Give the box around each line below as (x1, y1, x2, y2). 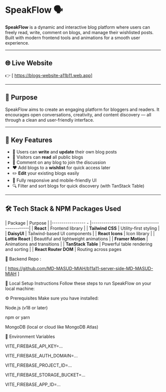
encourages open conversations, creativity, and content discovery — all (5, 111, 152, 117)
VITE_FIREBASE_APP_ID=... (5, 382, 61, 388)
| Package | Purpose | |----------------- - (5, 220, 89, 226)
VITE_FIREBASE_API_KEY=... (5, 343, 63, 349)
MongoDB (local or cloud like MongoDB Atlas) (5, 324, 99, 330)
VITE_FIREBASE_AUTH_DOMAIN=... (5, 353, 78, 359)
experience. (5, 40, 30, 46)
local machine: (5, 286, 35, 292)
